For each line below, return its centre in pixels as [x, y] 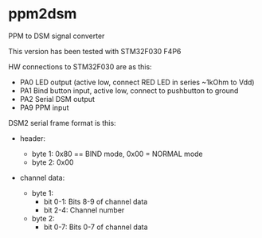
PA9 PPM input [44, 107]
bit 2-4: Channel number [84, 210]
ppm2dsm [43, 14]
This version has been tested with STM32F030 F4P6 [95, 51]
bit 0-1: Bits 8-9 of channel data [96, 201]
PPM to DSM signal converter [57, 36]
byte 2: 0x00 [53, 162]
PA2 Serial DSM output [57, 99]
